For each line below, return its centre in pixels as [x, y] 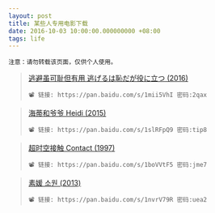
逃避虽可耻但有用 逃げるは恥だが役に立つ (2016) [108, 79]
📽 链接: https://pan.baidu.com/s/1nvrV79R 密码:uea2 [118, 200]
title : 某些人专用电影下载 [48, 23]
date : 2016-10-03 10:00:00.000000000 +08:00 [84, 31]
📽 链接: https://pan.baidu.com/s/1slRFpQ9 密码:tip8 [118, 130]
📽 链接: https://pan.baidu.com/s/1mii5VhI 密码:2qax [118, 95]
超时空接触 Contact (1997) [72, 148]
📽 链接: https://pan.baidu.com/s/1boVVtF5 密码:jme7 [118, 165]
